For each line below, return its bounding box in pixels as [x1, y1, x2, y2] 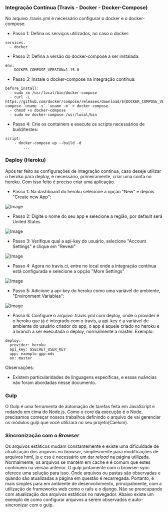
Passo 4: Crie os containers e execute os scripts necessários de [12, 121, 145, 127]
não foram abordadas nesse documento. [12, 379, 96, 386]
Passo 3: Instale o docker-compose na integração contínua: [12, 76, 136, 82]
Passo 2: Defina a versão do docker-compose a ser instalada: [12, 53, 140, 59]
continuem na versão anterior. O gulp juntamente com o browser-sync [5, 465, 150, 471]
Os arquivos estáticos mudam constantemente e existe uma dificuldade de [5, 443, 159, 449]
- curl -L [9, 95, 30, 100]
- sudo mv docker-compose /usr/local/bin [9, 112, 97, 117]
